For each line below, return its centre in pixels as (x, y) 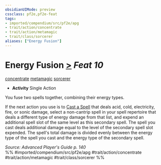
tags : (10, 18)
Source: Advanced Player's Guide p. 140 (46, 147)
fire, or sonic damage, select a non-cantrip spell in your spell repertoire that (80, 112)
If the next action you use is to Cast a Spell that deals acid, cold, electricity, (80, 107)
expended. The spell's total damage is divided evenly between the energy (79, 132)
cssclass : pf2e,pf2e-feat (31, 14)
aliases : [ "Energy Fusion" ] (33, 41)
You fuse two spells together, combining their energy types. (65, 97)
